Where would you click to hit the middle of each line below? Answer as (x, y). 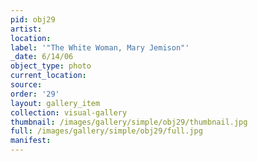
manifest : (31, 141)
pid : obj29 (33, 19)
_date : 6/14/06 (42, 57)
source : (26, 85)
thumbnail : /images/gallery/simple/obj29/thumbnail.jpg (129, 122)
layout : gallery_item (55, 103)
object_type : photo (51, 66)
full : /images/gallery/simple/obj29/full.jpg (106, 131)
